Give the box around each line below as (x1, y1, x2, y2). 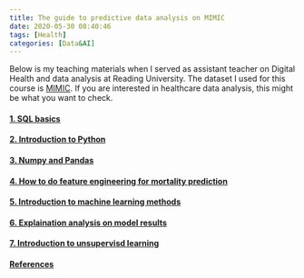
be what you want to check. (9, 93, 113, 104)
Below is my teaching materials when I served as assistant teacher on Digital (9, 64, 296, 74)
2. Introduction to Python (9, 134, 106, 145)
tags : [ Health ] (9, 30, 67, 39)
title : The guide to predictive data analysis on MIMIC (9, 13, 225, 23)
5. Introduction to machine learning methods (9, 196, 181, 207)
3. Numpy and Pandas (9, 155, 94, 166)
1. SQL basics (9, 113, 61, 124)
